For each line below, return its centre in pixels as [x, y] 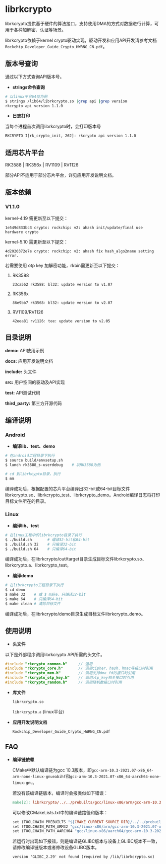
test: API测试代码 [23, 393]
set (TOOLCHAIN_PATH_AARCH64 [42, 831]
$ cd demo [15, 590]
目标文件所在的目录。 [27, 501]
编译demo [23, 576]
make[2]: [21, 802]
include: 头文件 [21, 372]
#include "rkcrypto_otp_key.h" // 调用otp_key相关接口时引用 [69, 678]
